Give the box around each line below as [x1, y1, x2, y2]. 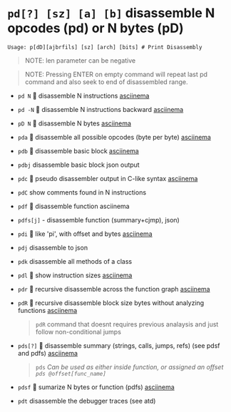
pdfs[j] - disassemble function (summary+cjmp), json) [17, 215, 180, 224]
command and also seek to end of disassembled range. [24, 77, 188, 86]
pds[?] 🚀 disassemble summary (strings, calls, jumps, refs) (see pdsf [17, 341, 220, 350]
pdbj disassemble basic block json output [17, 160, 140, 169]
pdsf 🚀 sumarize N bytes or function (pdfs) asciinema [17, 383, 175, 391]
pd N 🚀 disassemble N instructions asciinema [17, 91, 150, 100]
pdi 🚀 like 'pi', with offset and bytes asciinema [17, 230, 153, 238]
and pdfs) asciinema [17, 349, 78, 357]
